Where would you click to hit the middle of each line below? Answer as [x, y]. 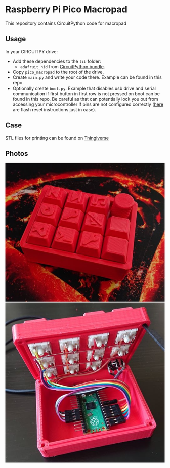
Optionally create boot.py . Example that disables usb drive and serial [84, 88]
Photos [17, 154]
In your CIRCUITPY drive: [32, 51]
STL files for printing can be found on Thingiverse [57, 138]
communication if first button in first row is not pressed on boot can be [86, 93]
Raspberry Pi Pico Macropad [67, 9]
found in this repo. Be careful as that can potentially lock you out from [85, 99]
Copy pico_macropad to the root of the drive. [58, 72]
